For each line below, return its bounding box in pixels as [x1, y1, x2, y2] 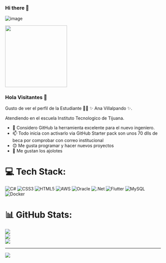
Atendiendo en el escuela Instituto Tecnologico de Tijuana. [5, 115, 124, 121]
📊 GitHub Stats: [5, 209, 73, 220]
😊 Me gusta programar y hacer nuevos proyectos [12, 143, 114, 149]
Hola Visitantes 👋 [5, 94, 47, 101]
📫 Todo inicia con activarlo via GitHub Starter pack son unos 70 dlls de [12, 130, 158, 136]
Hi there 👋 [5, 4, 30, 11]
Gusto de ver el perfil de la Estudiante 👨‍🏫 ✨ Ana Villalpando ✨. [5, 105, 132, 111]
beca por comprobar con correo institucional [12, 137, 104, 143]
